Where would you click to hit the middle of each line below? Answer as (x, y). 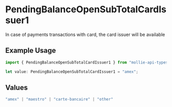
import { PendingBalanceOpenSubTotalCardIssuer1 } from (66, 62)
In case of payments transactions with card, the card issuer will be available (85, 34)
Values (17, 87)
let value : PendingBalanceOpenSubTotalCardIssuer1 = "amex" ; (72, 72)
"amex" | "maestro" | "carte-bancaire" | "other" (59, 99)
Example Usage (31, 50)
